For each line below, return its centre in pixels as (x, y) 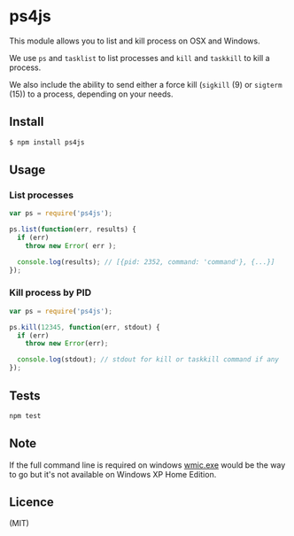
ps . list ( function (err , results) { (73, 229)
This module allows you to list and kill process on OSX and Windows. (135, 41)
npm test (25, 416)
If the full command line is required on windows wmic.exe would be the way (147, 465)
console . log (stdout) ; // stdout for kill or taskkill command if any (148, 360)
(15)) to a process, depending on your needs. (91, 94)
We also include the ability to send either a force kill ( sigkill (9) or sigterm (146, 84)
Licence (32, 502)
